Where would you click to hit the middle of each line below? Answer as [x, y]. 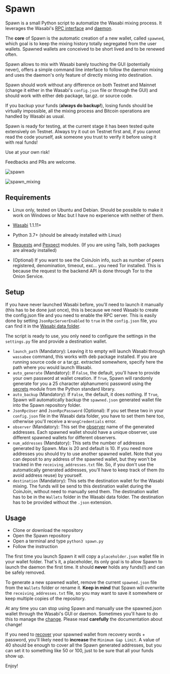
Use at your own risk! [27, 152]
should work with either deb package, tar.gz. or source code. [69, 95]
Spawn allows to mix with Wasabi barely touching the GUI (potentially [78, 64]
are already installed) [35, 250]
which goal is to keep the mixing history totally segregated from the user [81, 43]
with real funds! [22, 142]
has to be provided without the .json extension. [62, 502]
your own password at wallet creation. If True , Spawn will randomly [83, 378]
